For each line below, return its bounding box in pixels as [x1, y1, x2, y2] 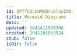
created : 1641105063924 [6, 30, 64, 36]
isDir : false [6, 41, 38, 47]
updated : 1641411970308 [6, 24, 64, 31]
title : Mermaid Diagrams [6, 14, 66, 20]
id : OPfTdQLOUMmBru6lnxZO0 [6, 8, 72, 15]
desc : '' [6, 19, 27, 25]
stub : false [6, 36, 35, 41]
